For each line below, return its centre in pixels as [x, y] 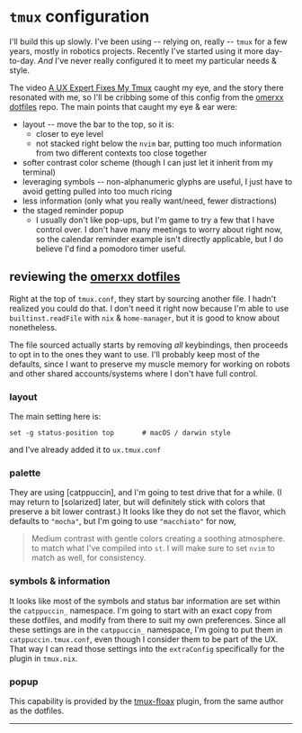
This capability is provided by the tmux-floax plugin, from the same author [147, 701]
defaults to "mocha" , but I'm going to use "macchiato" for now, [123, 521]
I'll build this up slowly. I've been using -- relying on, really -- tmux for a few [148, 41]
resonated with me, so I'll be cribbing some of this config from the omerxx [147, 97]
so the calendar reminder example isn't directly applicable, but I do [160, 239]
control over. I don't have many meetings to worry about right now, [159, 229]
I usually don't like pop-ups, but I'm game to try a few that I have [155, 220]
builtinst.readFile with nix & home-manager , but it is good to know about [145, 318]
